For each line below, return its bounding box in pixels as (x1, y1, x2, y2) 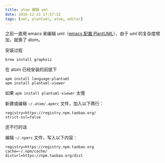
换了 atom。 (18, 37, 43, 43)
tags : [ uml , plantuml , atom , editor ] (5, 16, 83, 21)
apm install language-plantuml (5, 76, 70, 82)
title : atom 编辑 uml (5, 7, 49, 12)
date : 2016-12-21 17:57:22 (5, 12, 61, 17)
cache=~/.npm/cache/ (5, 149, 48, 154)
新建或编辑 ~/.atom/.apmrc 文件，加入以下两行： (5, 101, 104, 107)
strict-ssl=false (5, 115, 41, 120)
